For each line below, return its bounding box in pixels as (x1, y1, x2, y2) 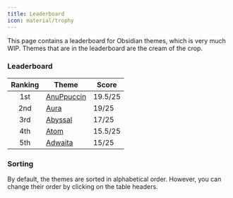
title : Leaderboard (7, 10, 65, 18)
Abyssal (45, 115, 73, 124)
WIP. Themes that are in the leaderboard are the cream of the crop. (7, 44, 203, 52)
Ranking (11, 79, 40, 89)
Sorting (7, 158, 34, 168)
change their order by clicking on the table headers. (7, 182, 158, 191)
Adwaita (45, 137, 73, 147)
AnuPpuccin (45, 91, 87, 101)
